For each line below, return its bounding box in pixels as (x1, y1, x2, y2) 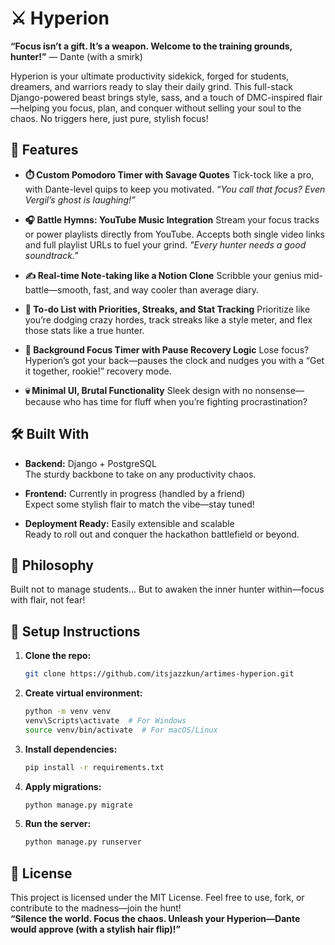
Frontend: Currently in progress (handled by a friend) (24, 487, 246, 499)
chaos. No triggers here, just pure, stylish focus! (10, 112, 209, 124)
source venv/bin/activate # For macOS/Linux (24, 725, 218, 735)
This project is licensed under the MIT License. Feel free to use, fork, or (10, 892, 305, 904)
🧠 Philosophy (10, 557, 94, 574)
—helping (10, 102, 50, 114)
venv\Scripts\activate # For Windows (24, 715, 187, 726)
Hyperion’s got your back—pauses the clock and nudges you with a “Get (24, 354, 325, 366)
